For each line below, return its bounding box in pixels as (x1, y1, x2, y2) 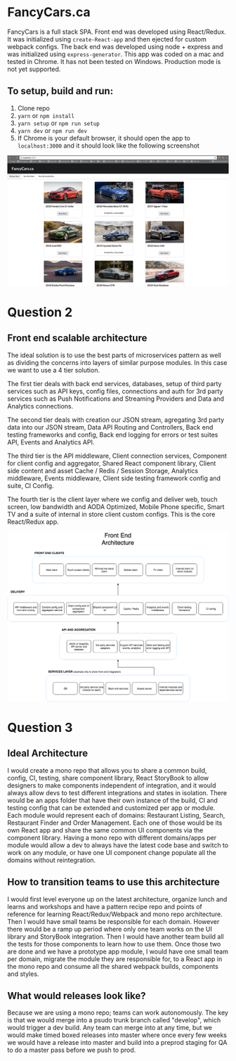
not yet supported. (7, 65, 61, 73)
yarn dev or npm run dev (17, 126, 88, 134)
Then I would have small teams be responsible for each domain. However (7, 917, 220, 925)
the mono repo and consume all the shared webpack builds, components (7, 962, 219, 970)
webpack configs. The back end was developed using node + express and (7, 42, 223, 51)
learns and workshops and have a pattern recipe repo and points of (7, 902, 202, 911)
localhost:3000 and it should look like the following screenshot (17, 141, 200, 150)
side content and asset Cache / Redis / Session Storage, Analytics (7, 466, 199, 475)
